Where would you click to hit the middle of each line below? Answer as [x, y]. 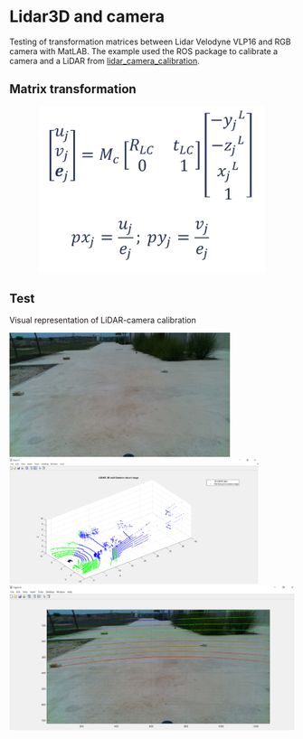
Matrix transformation [73, 89]
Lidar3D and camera [87, 17]
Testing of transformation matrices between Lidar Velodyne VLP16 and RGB [150, 42]
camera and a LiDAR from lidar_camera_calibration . [105, 61]
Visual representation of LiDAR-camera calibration [103, 320]
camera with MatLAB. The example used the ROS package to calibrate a [144, 51]
